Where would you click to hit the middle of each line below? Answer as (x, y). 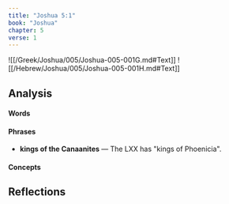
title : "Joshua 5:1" (42, 15)
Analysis (30, 93)
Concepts (24, 168)
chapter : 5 (26, 30)
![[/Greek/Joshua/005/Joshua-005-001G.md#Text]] (92, 60)
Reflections (37, 192)
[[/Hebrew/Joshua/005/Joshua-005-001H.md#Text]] (94, 69)
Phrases (22, 131)
